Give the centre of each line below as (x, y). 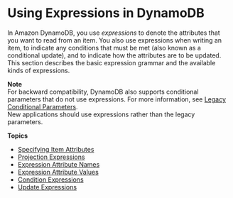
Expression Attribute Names (59, 164)
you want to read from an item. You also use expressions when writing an (115, 40)
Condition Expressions (50, 180)
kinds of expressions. (39, 70)
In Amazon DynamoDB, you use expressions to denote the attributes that (114, 33)
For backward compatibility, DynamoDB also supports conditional (103, 92)
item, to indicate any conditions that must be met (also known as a (104, 48)
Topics (18, 136)
